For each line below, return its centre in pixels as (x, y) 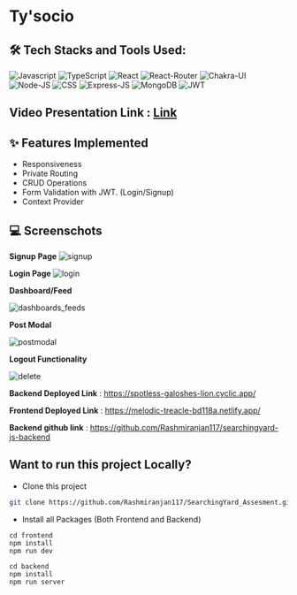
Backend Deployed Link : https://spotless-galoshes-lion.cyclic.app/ (133, 393)
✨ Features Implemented (79, 143)
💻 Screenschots (56, 230)
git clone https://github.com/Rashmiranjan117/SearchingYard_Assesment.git (152, 502)
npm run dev (31, 551)
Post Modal (30, 325)
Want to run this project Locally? (100, 465)
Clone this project (54, 486)
